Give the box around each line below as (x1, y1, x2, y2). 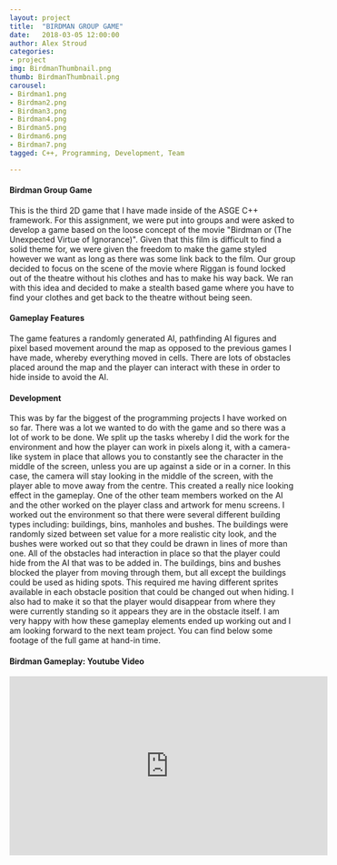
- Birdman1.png (9, 89, 67, 98)
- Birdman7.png (9, 140, 67, 149)
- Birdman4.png (9, 115, 67, 124)
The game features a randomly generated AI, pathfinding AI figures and (9, 333, 277, 344)
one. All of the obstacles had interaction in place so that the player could (9, 548, 281, 559)
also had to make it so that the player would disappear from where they (9, 597, 276, 608)
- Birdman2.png (9, 97, 67, 107)
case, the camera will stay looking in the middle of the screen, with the (9, 470, 274, 482)
